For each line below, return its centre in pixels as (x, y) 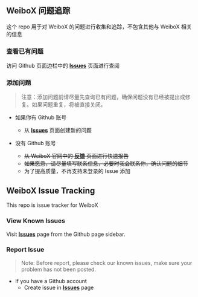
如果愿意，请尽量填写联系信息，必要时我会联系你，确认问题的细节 (106, 164)
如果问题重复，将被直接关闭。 (69, 105)
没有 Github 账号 (35, 143)
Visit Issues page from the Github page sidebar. (66, 234)
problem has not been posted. (59, 269)
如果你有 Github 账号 (41, 117)
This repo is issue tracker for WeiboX (52, 205)
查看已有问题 (25, 51)
